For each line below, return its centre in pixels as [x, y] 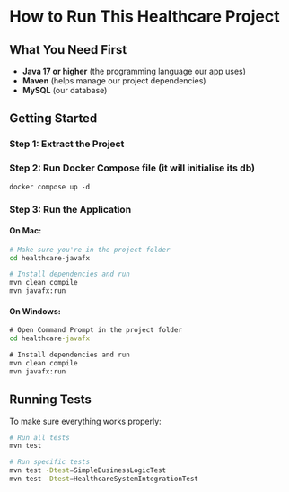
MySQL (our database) [65, 90]
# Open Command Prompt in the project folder [96, 330]
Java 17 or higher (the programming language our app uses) [134, 71]
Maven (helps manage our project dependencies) [114, 81]
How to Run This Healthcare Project [144, 17]
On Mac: [26, 231]
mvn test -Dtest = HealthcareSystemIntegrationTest [104, 479]
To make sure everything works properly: [85, 421]
